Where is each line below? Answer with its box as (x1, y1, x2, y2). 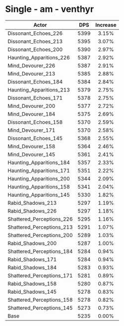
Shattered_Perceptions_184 (7, 247, 73, 254)
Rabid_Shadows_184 (7, 264, 57, 271)
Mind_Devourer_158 (7, 143, 56, 150)
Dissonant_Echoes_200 (7, 46, 63, 53)
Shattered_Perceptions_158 (7, 296, 73, 303)
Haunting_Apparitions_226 (7, 54, 70, 61)
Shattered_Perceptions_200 (7, 232, 73, 239)
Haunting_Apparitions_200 (7, 175, 70, 182)
